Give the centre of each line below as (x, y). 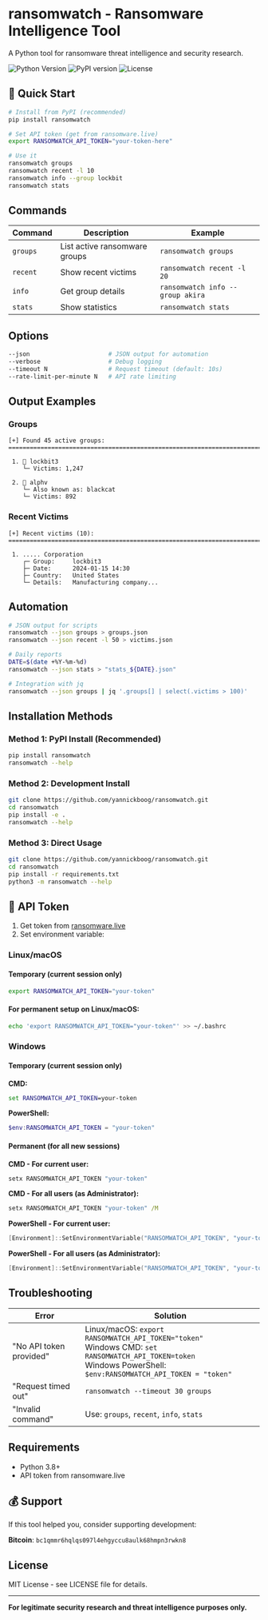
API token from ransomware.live (73, 1475)
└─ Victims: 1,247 (53, 469)
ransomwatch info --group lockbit (66, 178)
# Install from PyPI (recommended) (67, 112)
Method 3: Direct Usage (55, 843)
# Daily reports (35, 655)
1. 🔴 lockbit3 (35, 462)
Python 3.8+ (40, 1466)
